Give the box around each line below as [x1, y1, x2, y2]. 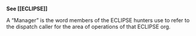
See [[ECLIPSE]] [6, 5, 47, 12]
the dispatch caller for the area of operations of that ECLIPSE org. [6, 23, 171, 30]
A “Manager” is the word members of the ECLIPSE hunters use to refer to [6, 17, 190, 23]
